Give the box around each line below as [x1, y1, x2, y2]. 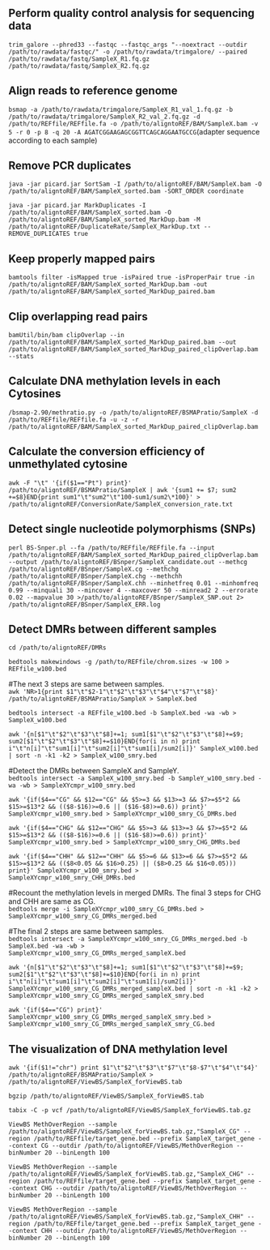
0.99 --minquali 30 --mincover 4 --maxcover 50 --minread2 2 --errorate [8, 586, 259, 594]
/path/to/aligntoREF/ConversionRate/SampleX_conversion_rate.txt [8, 500, 233, 508]
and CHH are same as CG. [8, 897, 96, 906]
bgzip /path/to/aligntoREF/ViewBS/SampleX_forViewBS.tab [8, 1092, 205, 1101]
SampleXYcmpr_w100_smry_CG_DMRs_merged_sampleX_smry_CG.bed [8, 1021, 216, 1029]
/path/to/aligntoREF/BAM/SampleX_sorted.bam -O [8, 208, 172, 217]
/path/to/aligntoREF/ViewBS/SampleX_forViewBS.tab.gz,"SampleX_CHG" [8, 1171, 244, 1179]
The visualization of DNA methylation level [8, 1042, 228, 1056]
